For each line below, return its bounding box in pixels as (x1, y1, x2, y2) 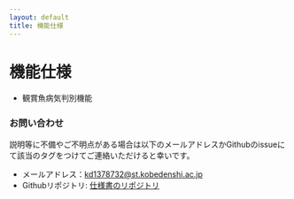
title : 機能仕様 (9, 21, 64, 30)
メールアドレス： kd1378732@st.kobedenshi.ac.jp (21, 169, 204, 180)
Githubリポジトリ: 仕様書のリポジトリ (21, 180, 160, 190)
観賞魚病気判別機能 (21, 93, 93, 103)
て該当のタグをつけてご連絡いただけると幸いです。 (9, 149, 195, 160)
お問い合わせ (9, 117, 65, 129)
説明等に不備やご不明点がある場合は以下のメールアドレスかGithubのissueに (9, 139, 286, 149)
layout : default (9, 12, 69, 22)
